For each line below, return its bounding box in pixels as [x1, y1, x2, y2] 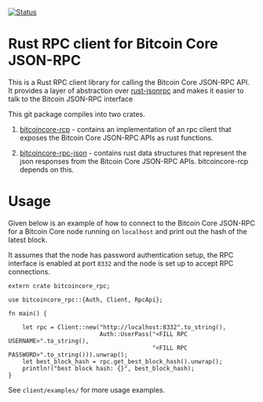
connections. [8, 267, 51, 276]
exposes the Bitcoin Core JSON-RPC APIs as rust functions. [19, 133, 214, 142]
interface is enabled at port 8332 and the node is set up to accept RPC [8, 258, 234, 268]
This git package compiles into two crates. [8, 109, 145, 119]
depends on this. [19, 165, 75, 174]
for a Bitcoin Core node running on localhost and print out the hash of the [8, 226, 247, 236]
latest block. [8, 235, 48, 244]
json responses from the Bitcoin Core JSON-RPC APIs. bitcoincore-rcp [19, 156, 249, 166]
